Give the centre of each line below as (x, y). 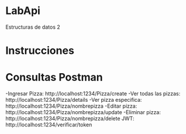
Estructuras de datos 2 (33, 27)
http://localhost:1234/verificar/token (49, 125)
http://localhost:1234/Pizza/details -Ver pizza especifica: (74, 100)
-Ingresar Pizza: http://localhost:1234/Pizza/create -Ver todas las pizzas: (93, 94)
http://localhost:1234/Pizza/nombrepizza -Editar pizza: (71, 106)
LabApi (23, 11)
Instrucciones (40, 51)
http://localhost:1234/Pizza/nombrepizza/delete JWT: (70, 119)
